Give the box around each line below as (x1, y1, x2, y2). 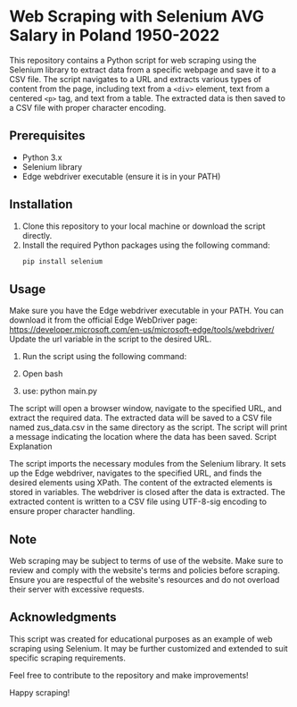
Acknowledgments (9, 610, 118, 625)
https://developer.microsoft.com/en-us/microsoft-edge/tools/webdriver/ (9, 324, 275, 335)
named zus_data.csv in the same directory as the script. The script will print (9, 422, 288, 433)
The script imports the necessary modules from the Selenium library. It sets (9, 459, 287, 469)
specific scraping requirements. (9, 652, 127, 663)
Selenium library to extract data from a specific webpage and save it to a (9, 64, 276, 75)
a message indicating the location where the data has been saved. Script (9, 432, 276, 442)
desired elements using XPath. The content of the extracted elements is (9, 477, 273, 488)
